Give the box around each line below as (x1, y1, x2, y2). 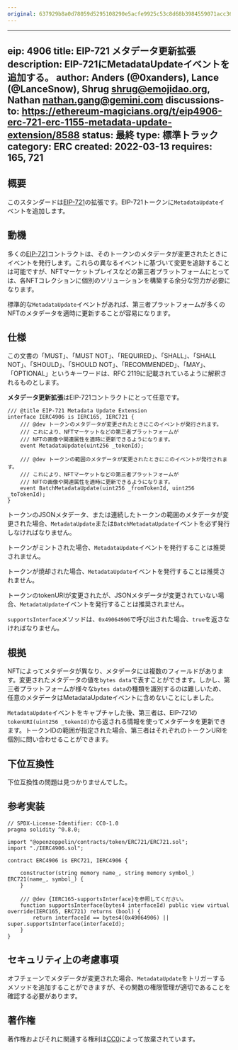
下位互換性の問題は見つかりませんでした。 (7, 778, 131, 786)
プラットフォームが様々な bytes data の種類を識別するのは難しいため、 (19, 684, 225, 693)
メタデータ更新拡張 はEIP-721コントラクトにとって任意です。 (7, 393, 183, 402)
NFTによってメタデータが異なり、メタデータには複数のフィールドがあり (7, 667, 217, 675)
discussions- (165, 94, 225, 106)
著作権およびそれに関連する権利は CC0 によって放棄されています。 (7, 1034, 200, 1043)
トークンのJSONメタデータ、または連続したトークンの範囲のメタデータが (7, 511, 223, 519)
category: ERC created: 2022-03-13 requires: (7, 141, 212, 153)
